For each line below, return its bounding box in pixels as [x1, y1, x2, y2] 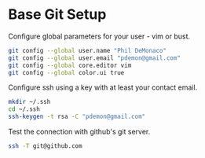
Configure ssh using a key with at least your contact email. [8, 83, 198, 92]
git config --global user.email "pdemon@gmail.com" [8, 53, 181, 62]
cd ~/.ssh [8, 105, 41, 113]
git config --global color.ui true [8, 68, 125, 76]
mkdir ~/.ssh [8, 98, 51, 106]
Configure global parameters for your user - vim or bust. [8, 31, 191, 41]
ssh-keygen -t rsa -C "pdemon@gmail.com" [8, 112, 146, 121]
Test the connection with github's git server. [8, 127, 151, 137]
